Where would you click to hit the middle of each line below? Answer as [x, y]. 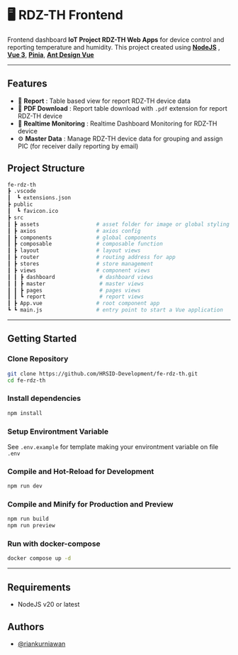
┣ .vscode [22, 191]
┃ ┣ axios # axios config [74, 231]
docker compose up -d [39, 558]
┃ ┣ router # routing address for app [91, 258]
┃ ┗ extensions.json [39, 198]
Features [27, 84]
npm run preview [31, 526]
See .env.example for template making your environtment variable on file [113, 446]
